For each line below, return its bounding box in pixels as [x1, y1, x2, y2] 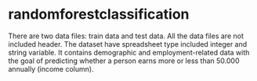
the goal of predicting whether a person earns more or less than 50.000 [8, 56, 241, 65]
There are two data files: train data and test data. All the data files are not [8, 31, 244, 40]
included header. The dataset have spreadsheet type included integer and [8, 39, 248, 48]
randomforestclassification [8, 5, 190, 23]
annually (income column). [8, 64, 94, 73]
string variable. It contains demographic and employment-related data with [8, 48, 250, 57]
